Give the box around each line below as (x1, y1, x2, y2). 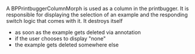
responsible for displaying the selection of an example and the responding (6, 11, 188, 18)
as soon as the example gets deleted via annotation (14, 29, 141, 36)
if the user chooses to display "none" (14, 35, 106, 42)
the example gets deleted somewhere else (14, 41, 119, 48)
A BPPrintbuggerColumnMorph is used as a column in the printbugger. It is (6, 5, 189, 12)
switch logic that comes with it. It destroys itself (6, 18, 123, 24)
